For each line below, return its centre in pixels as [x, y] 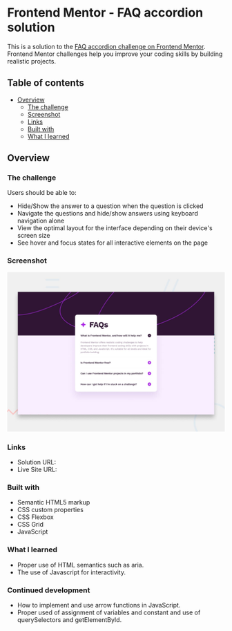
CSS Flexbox [35, 517]
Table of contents [46, 83]
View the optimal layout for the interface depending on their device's [115, 228]
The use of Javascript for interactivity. [71, 572]
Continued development [49, 590]
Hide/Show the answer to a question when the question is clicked [110, 206]
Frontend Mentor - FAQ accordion [105, 13]
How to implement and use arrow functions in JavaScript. [99, 605]
